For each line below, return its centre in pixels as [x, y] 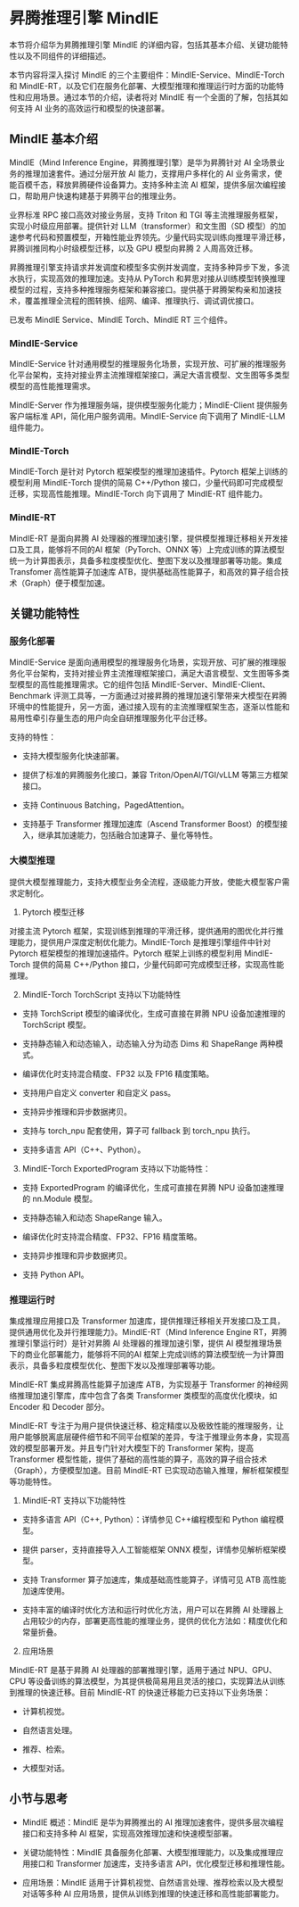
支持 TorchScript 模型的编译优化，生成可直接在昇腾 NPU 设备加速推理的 [154, 1013]
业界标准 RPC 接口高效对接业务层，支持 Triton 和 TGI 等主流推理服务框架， [146, 214]
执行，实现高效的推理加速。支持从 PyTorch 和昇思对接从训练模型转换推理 [151, 278]
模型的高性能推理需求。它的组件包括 [83, 684]
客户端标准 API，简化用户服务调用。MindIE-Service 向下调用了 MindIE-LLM [147, 417]
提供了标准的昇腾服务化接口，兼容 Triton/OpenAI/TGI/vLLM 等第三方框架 [155, 775]
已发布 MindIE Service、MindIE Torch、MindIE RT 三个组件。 [121, 319]
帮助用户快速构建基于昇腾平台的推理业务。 [102, 195]
